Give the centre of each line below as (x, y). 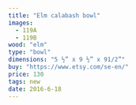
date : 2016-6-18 (35, 89)
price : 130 (26, 74)
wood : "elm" (28, 45)
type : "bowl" (30, 52)
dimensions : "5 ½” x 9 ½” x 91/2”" (67, 60)
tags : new (25, 81)
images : (21, 23)
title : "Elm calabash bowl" (55, 15)
